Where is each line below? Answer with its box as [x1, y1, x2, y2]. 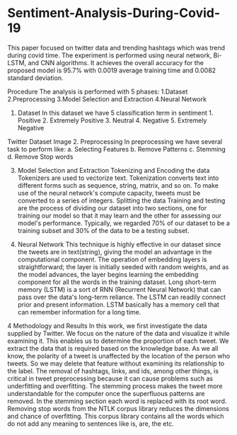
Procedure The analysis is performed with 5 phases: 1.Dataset [7, 87, 188, 96]
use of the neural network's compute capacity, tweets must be [17, 188, 201, 197]
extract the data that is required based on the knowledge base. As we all [7, 344, 219, 352]
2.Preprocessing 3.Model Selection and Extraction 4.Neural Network [7, 94, 207, 103]
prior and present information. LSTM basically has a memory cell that [17, 300, 219, 309]
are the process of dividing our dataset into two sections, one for [17, 203, 207, 212]
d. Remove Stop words [7, 152, 74, 161]
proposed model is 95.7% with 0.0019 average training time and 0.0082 [7, 66, 216, 74]
